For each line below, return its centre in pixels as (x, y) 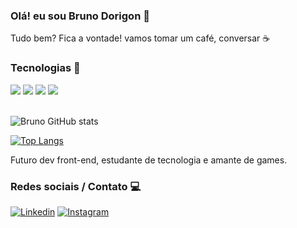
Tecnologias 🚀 (45, 68)
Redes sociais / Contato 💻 (76, 186)
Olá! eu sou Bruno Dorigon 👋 (80, 16)
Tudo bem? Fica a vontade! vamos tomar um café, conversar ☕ (140, 38)
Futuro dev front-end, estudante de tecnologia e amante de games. (149, 160)
